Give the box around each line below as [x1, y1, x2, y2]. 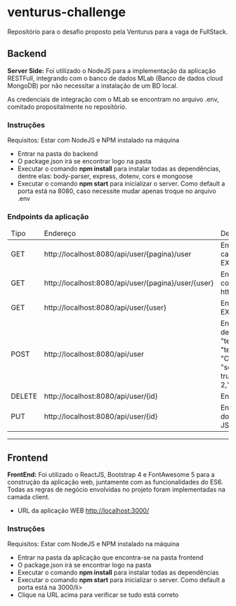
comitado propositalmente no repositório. [7, 103, 127, 111]
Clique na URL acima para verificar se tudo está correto [17, 591, 179, 599]
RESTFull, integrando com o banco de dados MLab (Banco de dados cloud [7, 74, 223, 82]
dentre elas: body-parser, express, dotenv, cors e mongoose [17, 172, 193, 180]
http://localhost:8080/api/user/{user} [44, 303, 166, 312]
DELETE [11, 391, 37, 401]
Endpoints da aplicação [7, 211, 89, 221]
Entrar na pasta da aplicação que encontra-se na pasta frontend [17, 553, 204, 562]
